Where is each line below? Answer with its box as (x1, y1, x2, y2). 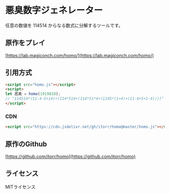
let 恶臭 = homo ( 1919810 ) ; (5, 92, 61, 97)
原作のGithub (5, 140, 47, 148)
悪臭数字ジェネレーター (5, 5, 103, 16)
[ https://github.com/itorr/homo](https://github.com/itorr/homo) (5, 153, 136, 160)
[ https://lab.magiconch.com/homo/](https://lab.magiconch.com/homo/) (5, 52, 154, 58)
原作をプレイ (5, 38, 46, 47)
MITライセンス (5, 183, 36, 190)
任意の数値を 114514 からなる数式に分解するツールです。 (5, 22, 123, 28)
